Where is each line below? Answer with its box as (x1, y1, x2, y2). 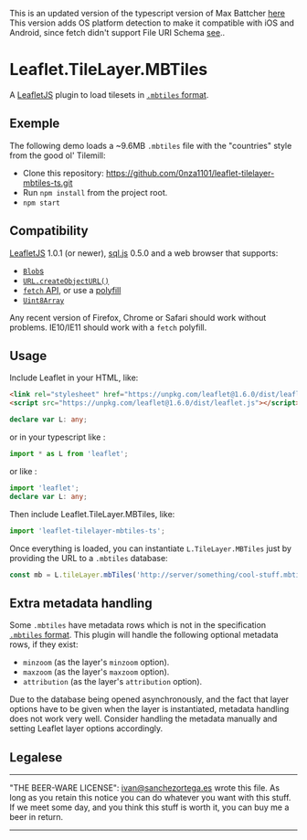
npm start (22, 198, 61, 207)
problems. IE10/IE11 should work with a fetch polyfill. (9, 322, 207, 333)
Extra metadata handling (9, 595, 153, 611)
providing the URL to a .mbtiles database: (9, 552, 168, 563)
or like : (9, 465, 37, 476)
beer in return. (9, 812, 64, 822)
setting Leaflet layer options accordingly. (9, 723, 164, 734)
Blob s (22, 265, 44, 276)
